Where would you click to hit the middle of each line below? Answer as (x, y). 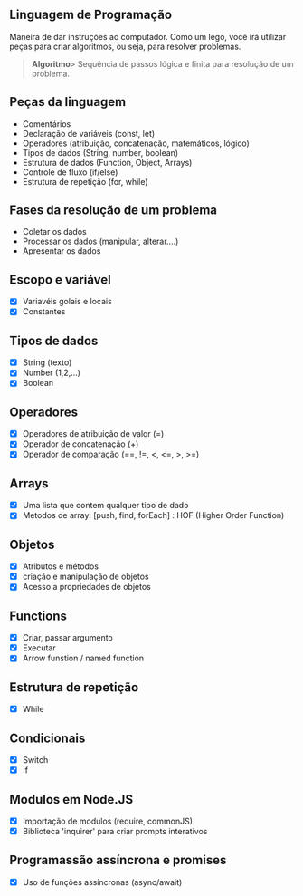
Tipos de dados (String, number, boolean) (100, 152)
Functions (38, 616)
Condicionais (47, 738)
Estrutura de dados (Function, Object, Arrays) (107, 162)
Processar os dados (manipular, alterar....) (100, 241)
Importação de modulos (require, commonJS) (107, 821)
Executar (39, 648)
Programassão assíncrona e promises (118, 860)
